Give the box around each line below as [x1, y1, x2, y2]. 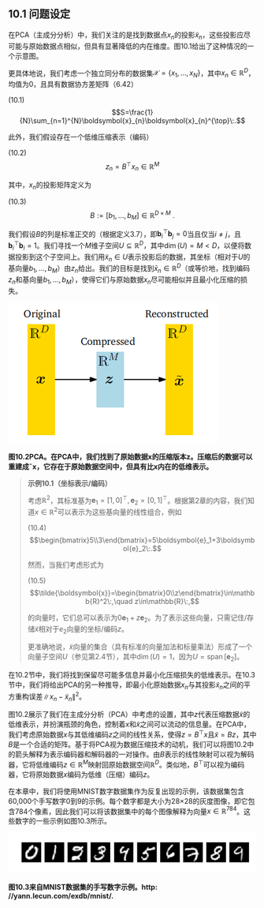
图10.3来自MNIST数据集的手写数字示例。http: [8, 882, 158, 891]
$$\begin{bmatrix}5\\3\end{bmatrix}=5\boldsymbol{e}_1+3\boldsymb [29, 535, 255, 545]
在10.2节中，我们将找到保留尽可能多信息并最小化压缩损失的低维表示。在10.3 [8, 670, 256, 680]
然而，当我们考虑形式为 [27, 560, 104, 569]
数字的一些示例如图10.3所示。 [14, 816, 112, 826]
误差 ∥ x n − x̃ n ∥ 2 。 [28, 690, 87, 703]
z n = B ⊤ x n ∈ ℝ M [105, 160, 160, 173]
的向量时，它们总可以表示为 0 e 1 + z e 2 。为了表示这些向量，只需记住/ [27, 613, 247, 624]
